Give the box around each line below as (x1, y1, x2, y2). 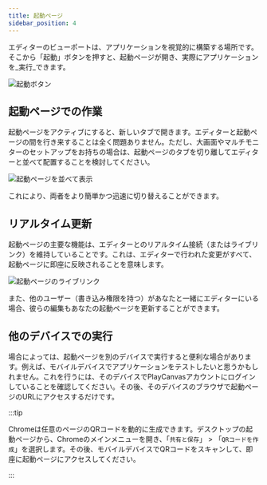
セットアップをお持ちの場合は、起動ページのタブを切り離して (29, 147, 232, 157)
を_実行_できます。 (8, 62, 70, 72)
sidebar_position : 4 (8, 19, 77, 27)
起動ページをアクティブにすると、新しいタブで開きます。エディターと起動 (8, 127, 251, 137)
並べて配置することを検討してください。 (22, 157, 155, 167)
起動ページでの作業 (8, 105, 103, 118)
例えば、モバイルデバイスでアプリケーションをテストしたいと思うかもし (21, 361, 259, 372)
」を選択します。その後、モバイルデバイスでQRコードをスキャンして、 (14, 444, 246, 454)
